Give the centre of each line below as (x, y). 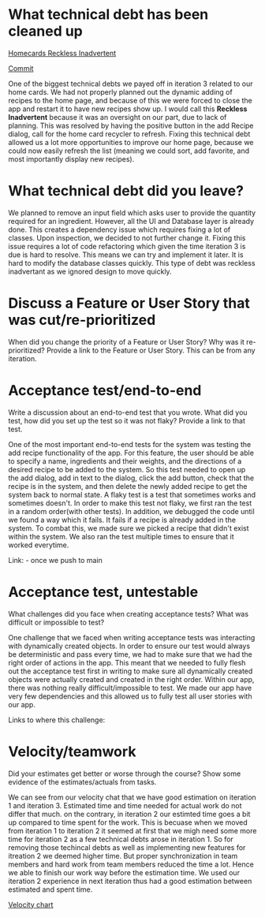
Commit (21, 68)
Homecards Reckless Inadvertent (62, 53)
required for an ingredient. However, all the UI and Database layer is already (131, 221)
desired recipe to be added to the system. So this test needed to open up (127, 469)
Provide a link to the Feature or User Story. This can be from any (151, 350)
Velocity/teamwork (72, 751)
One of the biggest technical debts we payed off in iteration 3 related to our (131, 84)
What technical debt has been (108, 15)
